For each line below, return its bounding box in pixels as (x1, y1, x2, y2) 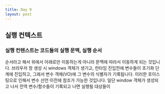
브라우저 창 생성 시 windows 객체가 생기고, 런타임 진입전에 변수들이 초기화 (11, 65, 154, 71)
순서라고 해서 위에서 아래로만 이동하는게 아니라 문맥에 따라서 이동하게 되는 (5, 59, 147, 65)
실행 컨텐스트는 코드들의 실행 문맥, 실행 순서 (5, 47, 102, 54)
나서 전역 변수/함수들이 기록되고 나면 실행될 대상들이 (10, 84, 111, 90)
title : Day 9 (5, 7, 32, 12)
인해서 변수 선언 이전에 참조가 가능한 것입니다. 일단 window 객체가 (18, 77, 146, 83)
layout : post (5, 12, 32, 17)
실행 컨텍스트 (5, 31, 43, 39)
